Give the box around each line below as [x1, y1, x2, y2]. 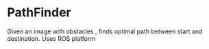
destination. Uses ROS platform [7, 34, 96, 42]
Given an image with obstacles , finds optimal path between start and [7, 27, 203, 35]
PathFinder [7, 5, 71, 20]
